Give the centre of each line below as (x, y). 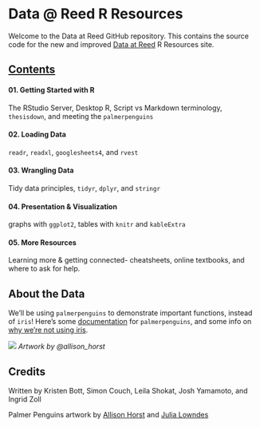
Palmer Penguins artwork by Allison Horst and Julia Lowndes (108, 414)
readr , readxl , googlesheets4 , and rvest (73, 152)
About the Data (47, 293)
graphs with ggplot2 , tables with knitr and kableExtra (97, 224)
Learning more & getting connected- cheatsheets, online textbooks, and (126, 260)
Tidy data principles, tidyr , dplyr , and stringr (85, 188)
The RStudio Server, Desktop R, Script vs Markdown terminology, (115, 108)
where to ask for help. (44, 269)
